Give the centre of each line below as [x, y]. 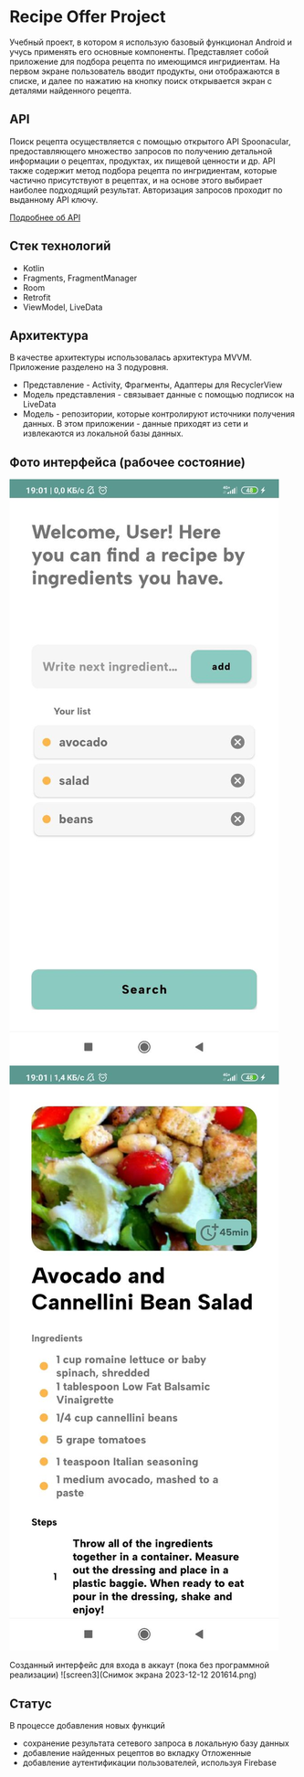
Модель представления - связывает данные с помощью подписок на [158, 395]
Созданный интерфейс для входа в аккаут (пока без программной [139, 1666]
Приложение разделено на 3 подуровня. [89, 367]
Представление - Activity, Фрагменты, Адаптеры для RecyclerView [152, 385]
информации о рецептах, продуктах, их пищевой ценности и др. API [142, 161]
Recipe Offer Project [88, 17]
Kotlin [33, 268]
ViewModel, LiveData [63, 307]
